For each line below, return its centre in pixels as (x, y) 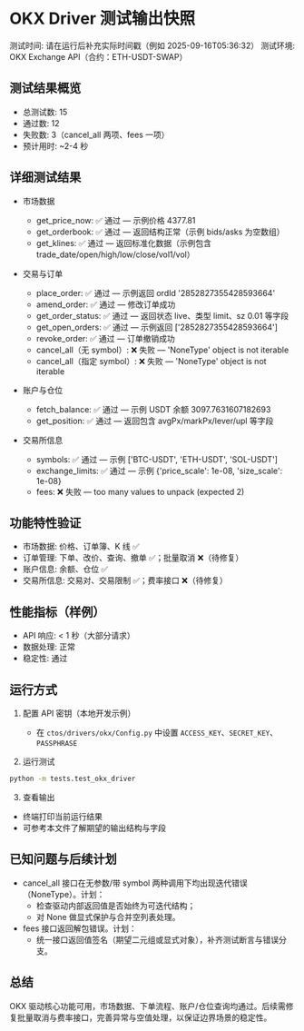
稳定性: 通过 (45, 659)
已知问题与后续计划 (63, 859)
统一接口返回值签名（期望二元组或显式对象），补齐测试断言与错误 (157, 939)
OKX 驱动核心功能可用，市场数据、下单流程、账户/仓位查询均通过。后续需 (147, 1006)
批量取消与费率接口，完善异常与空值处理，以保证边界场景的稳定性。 (144, 1017)
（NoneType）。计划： (64, 894)
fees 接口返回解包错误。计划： (80, 928)
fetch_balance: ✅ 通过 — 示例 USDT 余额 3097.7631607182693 (153, 409)
